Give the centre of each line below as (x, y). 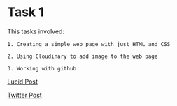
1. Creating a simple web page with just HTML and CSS (89, 44)
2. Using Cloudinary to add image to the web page (83, 56)
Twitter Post (24, 95)
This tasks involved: (36, 31)
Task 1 (26, 12)
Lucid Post (23, 82)
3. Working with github (42, 68)
